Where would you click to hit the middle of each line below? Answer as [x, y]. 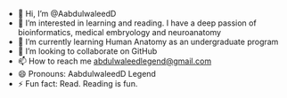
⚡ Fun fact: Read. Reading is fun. [78, 83]
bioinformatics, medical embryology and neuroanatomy [119, 32]
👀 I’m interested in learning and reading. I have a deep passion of [137, 23]
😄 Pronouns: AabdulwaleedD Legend [86, 74]
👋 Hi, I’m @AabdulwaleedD [67, 14]
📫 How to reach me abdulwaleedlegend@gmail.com [115, 61]
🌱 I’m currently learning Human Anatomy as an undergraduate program [148, 41]
